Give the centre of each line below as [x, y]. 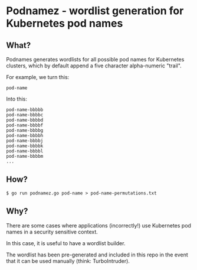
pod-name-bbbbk [25, 146]
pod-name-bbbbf [25, 125]
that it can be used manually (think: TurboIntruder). [68, 261]
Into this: [17, 99]
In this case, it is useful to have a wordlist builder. [66, 243]
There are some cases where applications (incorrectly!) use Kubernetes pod [99, 225]
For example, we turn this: [38, 77]
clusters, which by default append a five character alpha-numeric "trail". [94, 66]
